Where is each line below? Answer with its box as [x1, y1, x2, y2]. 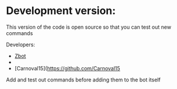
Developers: [6, 41, 35, 48]
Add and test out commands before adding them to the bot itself [6, 76, 161, 83]
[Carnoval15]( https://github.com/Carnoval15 [14, 64, 121, 71]
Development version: [6, 4, 116, 18]
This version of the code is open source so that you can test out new [6, 23, 171, 30]
